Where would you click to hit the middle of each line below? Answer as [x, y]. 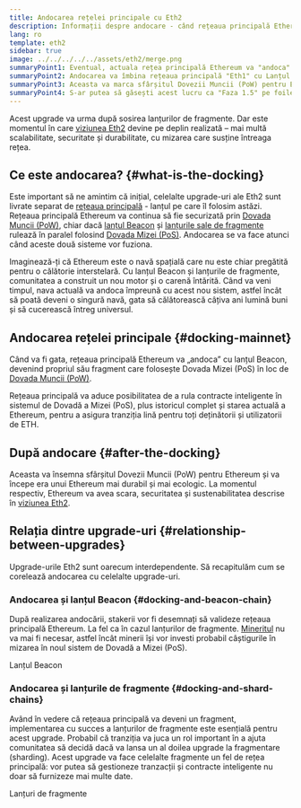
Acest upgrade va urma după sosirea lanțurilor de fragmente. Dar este [139, 119]
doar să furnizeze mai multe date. [71, 777]
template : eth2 [38, 43]
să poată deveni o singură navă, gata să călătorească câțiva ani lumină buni [149, 300]
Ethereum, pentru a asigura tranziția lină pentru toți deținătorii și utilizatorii [146, 415]
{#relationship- [202, 531]
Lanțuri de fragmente [48, 794]
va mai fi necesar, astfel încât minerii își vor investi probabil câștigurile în [142, 638]
